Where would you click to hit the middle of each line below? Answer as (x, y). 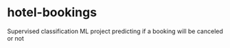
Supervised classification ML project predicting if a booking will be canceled (115, 31)
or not (15, 38)
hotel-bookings (52, 13)
